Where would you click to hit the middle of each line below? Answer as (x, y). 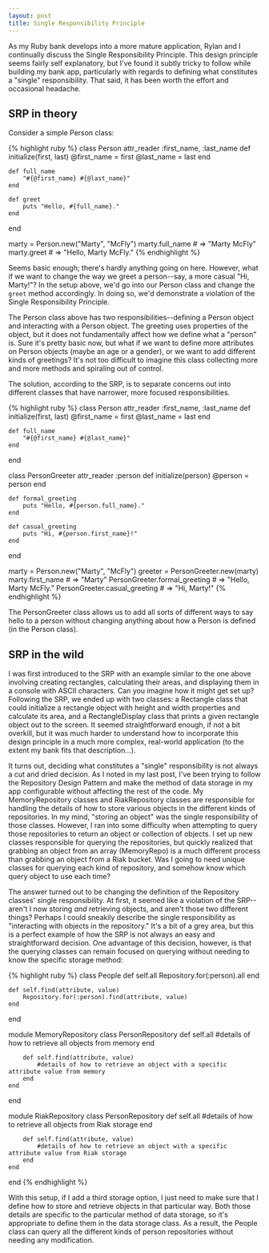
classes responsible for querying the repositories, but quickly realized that (131, 842)
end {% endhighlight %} (48, 1183)
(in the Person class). (43, 629)
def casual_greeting (43, 527)
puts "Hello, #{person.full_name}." (84, 506)
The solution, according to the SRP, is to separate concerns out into (120, 384)
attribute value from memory (57, 1072)
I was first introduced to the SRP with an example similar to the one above (130, 674)
